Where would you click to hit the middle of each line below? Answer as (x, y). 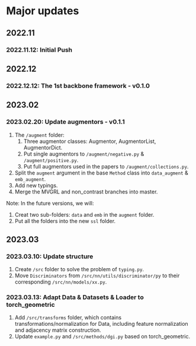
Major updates (43, 11)
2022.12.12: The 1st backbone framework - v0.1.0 (78, 85)
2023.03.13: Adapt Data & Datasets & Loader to (75, 297)
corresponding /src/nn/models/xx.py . (61, 282)
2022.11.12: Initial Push (39, 50)
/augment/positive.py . (51, 160)
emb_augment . (30, 179)
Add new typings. (36, 185)
